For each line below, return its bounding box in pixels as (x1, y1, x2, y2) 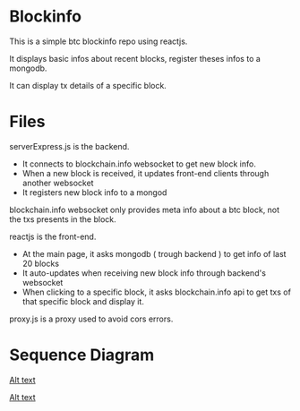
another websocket (21, 177, 94, 188)
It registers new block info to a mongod (21, 186, 167, 198)
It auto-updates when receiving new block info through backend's (21, 267, 267, 278)
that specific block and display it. (21, 295, 145, 306)
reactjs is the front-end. (9, 231, 97, 242)
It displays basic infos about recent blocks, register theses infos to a (9, 53, 261, 64)
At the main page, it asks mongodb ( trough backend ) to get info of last (21, 248, 287, 259)
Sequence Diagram (9, 345, 155, 365)
